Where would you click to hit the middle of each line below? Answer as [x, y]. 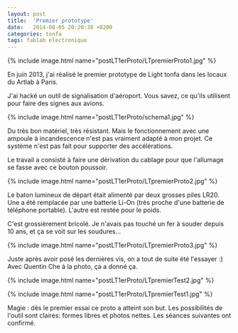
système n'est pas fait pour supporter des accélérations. [90, 146]
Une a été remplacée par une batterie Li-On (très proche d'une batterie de [116, 203]
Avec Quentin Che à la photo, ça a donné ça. [73, 267]
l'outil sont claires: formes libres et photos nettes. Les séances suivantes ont [119, 316]
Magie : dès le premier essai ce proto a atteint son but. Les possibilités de [115, 308]
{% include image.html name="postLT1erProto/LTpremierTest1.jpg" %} [110, 294]
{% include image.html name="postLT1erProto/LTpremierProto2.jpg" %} [113, 181]
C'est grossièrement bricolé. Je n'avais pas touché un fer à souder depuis [116, 224]
